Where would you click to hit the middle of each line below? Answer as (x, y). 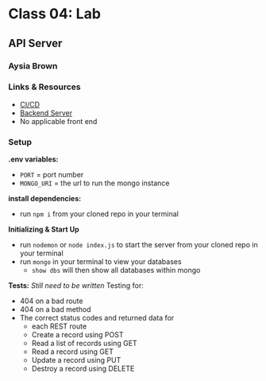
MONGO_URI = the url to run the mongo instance (94, 183)
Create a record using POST (77, 335)
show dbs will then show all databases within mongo (116, 270)
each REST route (59, 326)
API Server (35, 43)
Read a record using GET (72, 352)
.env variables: (33, 159)
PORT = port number (52, 175)
